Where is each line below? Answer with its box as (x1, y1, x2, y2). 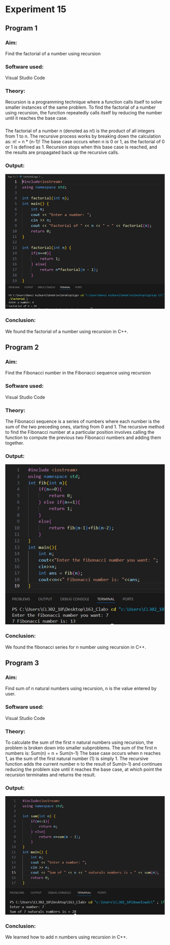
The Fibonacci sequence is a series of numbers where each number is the (5, 418, 160, 425)
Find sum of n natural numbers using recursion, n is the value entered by (5, 685, 157, 691)
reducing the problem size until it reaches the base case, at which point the (5, 766, 162, 772)
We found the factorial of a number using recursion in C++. (5, 328, 129, 334)
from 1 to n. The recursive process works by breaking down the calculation (5, 133, 161, 139)
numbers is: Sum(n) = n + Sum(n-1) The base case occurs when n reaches (5, 750, 161, 756)
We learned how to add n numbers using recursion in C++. (5, 934, 127, 940)
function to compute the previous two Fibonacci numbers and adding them (5, 434, 161, 440)
